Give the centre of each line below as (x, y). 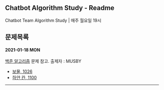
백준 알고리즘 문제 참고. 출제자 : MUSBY (43, 61)
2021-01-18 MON (23, 50)
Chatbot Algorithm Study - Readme (60, 8)
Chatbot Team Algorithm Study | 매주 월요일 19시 (53, 20)
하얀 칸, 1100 (24, 78)
